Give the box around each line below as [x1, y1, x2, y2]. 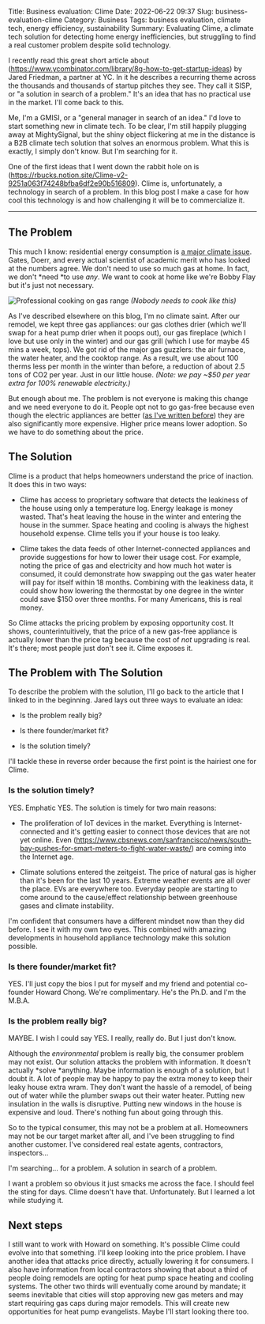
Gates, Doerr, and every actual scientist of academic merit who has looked [8, 255, 251, 264]
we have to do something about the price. [8, 427, 144, 437]
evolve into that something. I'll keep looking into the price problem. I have [8, 1248, 246, 1258]
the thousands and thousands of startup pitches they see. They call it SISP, [8, 81, 252, 90]
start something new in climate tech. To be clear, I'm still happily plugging [8, 122, 247, 131]
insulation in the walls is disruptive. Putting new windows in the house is [8, 1099, 242, 1109]
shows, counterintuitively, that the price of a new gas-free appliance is [8, 626, 238, 636]
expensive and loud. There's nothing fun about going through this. [8, 1107, 223, 1118]
